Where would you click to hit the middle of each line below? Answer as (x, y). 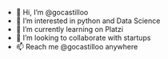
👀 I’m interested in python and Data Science (88, 21)
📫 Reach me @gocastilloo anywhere (77, 47)
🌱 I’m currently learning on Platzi (70, 29)
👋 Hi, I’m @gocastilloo (52, 12)
